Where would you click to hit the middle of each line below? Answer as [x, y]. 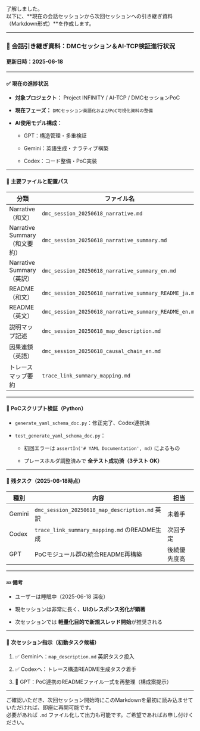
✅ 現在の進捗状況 [27, 83]
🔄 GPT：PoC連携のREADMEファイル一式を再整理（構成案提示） [93, 682]
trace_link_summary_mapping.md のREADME [95, 530]
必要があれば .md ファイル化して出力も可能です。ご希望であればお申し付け [97, 715]
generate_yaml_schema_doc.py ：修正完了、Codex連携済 [82, 423]
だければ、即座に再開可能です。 [55, 708]
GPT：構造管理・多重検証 [55, 136]
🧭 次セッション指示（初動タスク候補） [53, 642]
